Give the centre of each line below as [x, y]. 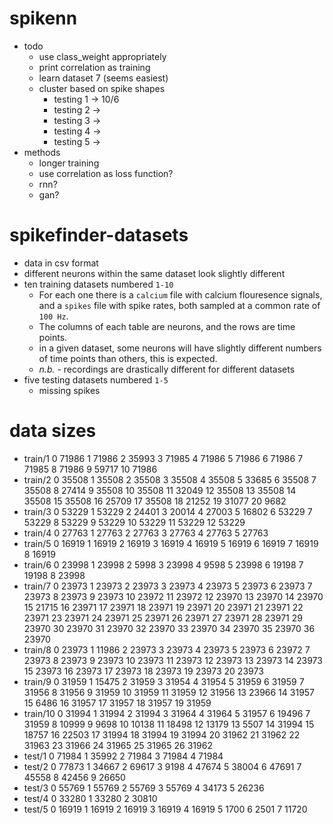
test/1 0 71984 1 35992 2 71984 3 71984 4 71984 [123, 756]
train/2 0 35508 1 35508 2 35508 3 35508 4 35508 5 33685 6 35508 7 [170, 479]
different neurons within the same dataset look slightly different [154, 273]
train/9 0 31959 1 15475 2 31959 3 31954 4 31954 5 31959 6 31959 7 [164, 681]
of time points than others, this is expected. [128, 358]
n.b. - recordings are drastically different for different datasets [167, 369]
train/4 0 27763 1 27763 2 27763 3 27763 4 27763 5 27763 [146, 533]
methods [42, 152]
